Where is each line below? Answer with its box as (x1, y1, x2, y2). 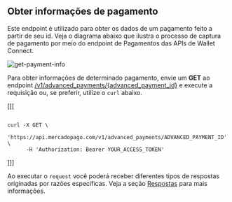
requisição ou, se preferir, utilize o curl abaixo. (7, 88, 142, 96)
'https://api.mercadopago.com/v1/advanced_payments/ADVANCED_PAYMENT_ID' (7, 134, 228, 140)
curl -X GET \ (7, 122, 49, 129)
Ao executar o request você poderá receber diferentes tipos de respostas (7, 171, 219, 180)
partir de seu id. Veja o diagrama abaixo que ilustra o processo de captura (7, 31, 221, 40)
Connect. (7, 46, 34, 55)
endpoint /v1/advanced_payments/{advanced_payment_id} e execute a (7, 80, 212, 89)
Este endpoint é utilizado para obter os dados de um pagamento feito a (7, 24, 212, 32)
